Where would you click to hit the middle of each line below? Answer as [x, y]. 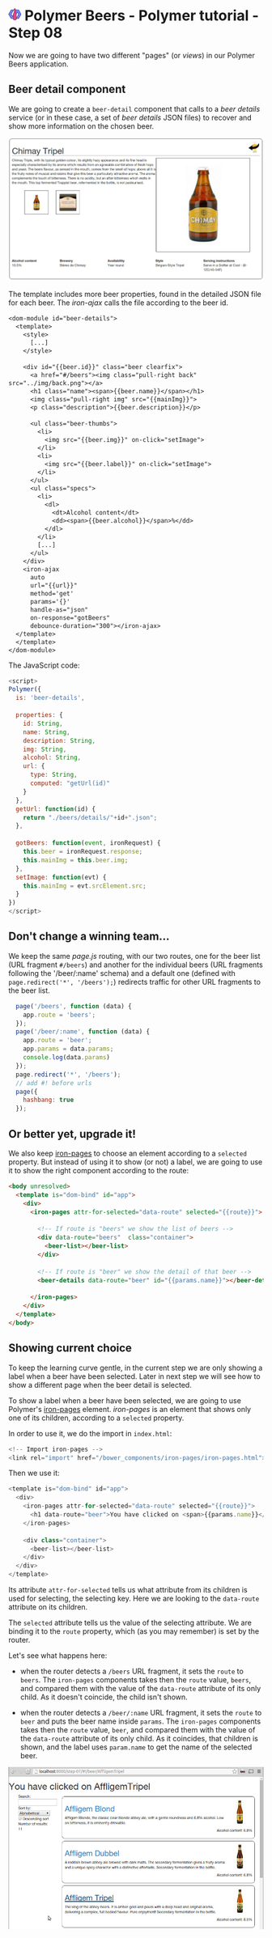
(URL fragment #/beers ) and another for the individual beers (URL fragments [136, 965]
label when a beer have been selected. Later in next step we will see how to [134, 1376]
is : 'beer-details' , [50, 698]
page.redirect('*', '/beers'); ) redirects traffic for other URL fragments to [135, 982]
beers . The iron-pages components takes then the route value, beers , [136, 1680]
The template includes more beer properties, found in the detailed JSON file [135, 294]
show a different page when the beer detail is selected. [100, 1385]
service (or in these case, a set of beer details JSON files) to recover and [130, 117]
